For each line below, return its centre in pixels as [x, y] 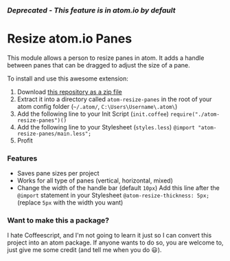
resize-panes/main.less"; [54, 134]
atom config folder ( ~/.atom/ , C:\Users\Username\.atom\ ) [97, 106]
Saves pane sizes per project [58, 174]
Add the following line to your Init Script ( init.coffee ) [93, 114]
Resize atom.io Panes [70, 39]
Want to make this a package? [58, 220]
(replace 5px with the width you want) [70, 202]
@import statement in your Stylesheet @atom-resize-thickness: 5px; [113, 196]
